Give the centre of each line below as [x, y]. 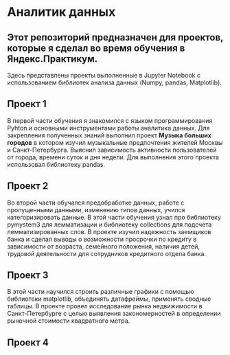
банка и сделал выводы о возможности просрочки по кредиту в [102, 239]
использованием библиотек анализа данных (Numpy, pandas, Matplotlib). [114, 82]
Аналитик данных [61, 12]
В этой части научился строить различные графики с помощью [101, 292]
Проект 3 [28, 275]
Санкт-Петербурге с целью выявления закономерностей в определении [114, 314]
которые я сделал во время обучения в [96, 48]
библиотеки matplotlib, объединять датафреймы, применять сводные [109, 299]
